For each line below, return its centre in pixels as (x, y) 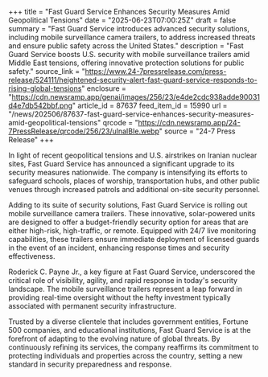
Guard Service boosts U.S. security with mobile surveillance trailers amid (129, 54)
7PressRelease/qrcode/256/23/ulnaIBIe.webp (84, 131)
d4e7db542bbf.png (41, 105)
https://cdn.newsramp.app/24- (190, 123)
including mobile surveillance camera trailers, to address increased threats (132, 37)
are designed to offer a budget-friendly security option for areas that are (128, 222)
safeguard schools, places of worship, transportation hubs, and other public (134, 181)
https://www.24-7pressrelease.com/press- (156, 71)
